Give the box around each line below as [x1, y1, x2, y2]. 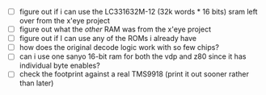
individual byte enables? [19, 60, 100, 71]
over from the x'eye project [19, 16, 111, 26]
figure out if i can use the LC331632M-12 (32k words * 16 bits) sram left [19, 7, 258, 16]
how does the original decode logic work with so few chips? [19, 43, 220, 52]
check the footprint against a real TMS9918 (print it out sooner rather [19, 69, 250, 79]
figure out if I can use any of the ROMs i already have [19, 34, 197, 43]
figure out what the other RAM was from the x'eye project [19, 24, 212, 35]
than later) [19, 78, 54, 88]
